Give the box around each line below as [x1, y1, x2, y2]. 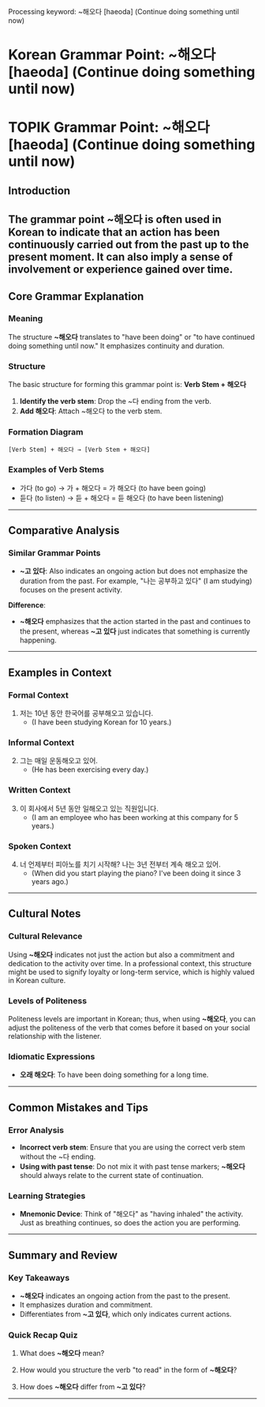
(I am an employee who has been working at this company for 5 [31, 812, 239, 822]
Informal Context [8, 737, 75, 748]
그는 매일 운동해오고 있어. [19, 756, 99, 766]
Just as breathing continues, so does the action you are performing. [19, 1218, 241, 1228]
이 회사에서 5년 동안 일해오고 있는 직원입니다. [19, 803, 159, 813]
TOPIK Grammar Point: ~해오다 [8, 119, 211, 137]
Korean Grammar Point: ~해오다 [8, 46, 216, 64]
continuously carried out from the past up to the [8, 238, 249, 251]
